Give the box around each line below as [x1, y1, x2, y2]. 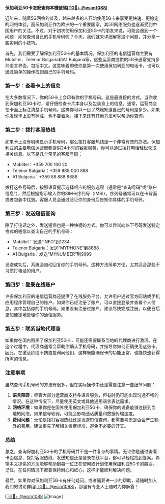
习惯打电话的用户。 [5, 268, 44, 273]
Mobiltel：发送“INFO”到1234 [12, 238, 70, 244]
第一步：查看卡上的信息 [5, 82, 60, 89]
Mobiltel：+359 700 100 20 [12, 161, 68, 167]
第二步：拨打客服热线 [5, 127, 55, 134]
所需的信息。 [5, 356, 31, 362]
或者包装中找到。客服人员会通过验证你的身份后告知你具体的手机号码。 [5, 197, 147, 202]
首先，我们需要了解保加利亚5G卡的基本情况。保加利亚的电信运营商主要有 [5, 50, 153, 56]
